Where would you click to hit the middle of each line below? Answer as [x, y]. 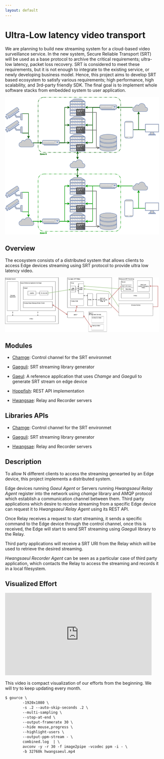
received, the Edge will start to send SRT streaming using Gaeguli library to [81, 529]
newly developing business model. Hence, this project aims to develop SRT [81, 74]
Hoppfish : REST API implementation [48, 391]
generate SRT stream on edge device [50, 381]
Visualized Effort [31, 584]
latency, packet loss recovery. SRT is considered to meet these [76, 64]
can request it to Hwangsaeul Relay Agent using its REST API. [67, 509]
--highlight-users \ [43, 732]
